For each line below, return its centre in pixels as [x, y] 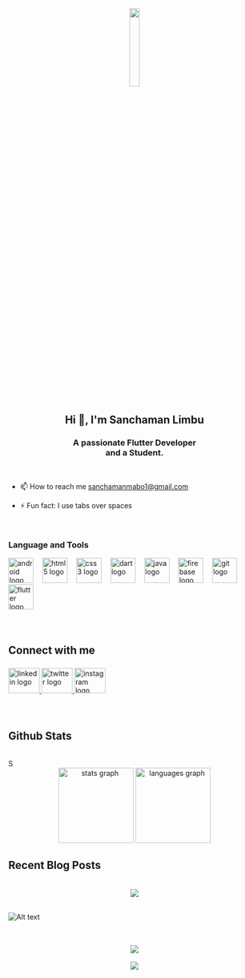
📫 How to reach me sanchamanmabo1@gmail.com [104, 486]
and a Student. [135, 453]
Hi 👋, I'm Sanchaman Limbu [135, 420]
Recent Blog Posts [55, 865]
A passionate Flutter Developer [135, 443]
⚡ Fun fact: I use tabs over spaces [76, 505]
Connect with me [52, 651]
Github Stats [40, 736]
